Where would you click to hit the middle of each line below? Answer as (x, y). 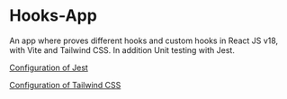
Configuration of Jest (49, 67)
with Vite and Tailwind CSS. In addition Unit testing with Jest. (122, 49)
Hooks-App (53, 16)
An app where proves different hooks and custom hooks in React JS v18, (144, 40)
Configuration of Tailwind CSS (65, 85)
